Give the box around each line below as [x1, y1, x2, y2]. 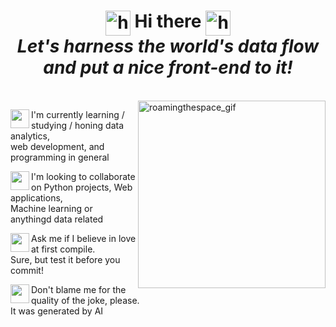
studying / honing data [31, 119, 124, 131]
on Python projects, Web [31, 181, 133, 193]
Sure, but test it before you [10, 253, 121, 265]
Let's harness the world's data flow [16, 35, 320, 58]
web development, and [10, 140, 105, 152]
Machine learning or [10, 202, 93, 214]
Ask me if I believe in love [31, 232, 137, 244]
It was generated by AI [10, 305, 104, 317]
